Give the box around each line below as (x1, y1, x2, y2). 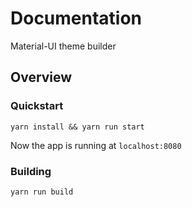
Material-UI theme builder (10, 40, 117, 52)
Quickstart (10, 99, 64, 113)
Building (10, 164, 52, 178)
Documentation (10, 7, 143, 30)
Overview (10, 69, 73, 86)
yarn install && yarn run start (10, 122, 145, 132)
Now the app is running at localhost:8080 (10, 139, 182, 151)
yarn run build (10, 187, 74, 197)
